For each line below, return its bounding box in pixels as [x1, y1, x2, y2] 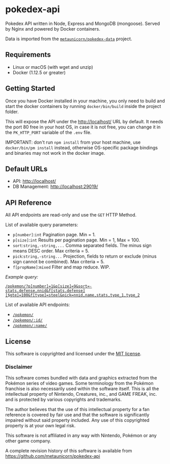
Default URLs [5, 165, 48, 173]
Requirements [5, 50, 51, 59]
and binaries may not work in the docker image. [5, 150, 105, 156]
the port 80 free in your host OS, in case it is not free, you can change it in [5, 124, 161, 130]
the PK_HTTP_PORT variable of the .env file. [5, 129, 92, 135]
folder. [5, 108, 19, 115]
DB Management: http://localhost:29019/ [12, 183, 98, 189]
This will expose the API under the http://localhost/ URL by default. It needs [5, 118, 163, 124]
